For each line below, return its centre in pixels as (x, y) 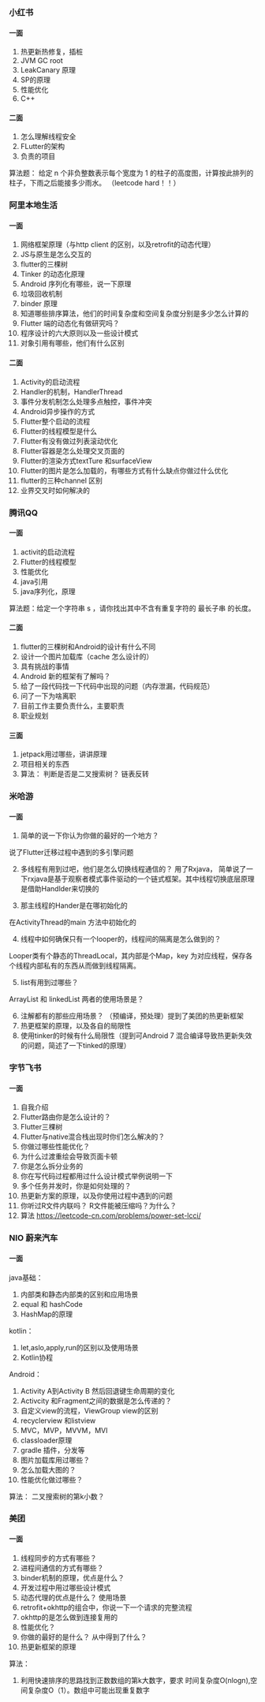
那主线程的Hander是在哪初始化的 (74, 905)
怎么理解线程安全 (48, 136)
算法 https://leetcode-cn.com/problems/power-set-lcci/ (111, 1215)
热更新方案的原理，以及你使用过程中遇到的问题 (96, 1196)
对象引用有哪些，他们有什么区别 (72, 343)
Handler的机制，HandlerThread (71, 391)
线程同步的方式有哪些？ (58, 1558)
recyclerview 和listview (58, 1420)
